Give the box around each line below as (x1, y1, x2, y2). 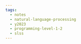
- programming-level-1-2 (10, 26, 63, 31)
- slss (10, 31, 24, 36)
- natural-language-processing (10, 17, 76, 22)
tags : (5, 7, 17, 13)
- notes (10, 12, 26, 17)
